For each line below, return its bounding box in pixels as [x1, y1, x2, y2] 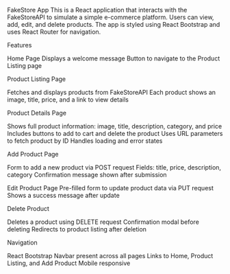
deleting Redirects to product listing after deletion [7, 225, 147, 233]
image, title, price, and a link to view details [7, 95, 129, 104]
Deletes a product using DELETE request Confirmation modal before [7, 218, 200, 226]
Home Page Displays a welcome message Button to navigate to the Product [7, 54, 220, 62]
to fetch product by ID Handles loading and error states [7, 137, 163, 145]
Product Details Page [7, 109, 67, 117]
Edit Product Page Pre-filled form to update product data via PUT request [7, 184, 214, 192]
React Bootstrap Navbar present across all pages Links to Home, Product [7, 252, 214, 260]
